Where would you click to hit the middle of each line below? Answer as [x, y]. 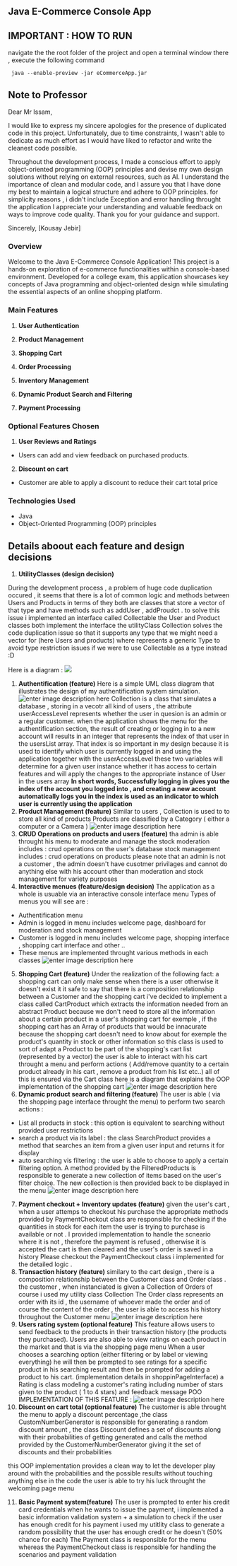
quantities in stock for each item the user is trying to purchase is [111, 1227]
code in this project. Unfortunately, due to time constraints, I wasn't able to [116, 133]
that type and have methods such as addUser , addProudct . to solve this [114, 610]
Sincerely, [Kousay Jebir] [44, 228]
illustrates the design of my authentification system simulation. [109, 691]
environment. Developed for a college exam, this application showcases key [118, 277]
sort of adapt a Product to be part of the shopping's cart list [105, 1049]
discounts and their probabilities [65, 1452]
